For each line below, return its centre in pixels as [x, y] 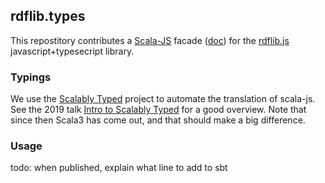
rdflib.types [48, 16]
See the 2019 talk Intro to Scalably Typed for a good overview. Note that [158, 110]
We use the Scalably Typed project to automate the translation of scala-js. [163, 99]
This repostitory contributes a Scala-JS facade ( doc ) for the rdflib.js [150, 40]
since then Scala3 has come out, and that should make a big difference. [158, 120]
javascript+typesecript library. [72, 51]
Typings [31, 77]
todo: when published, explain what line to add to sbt [119, 168]
